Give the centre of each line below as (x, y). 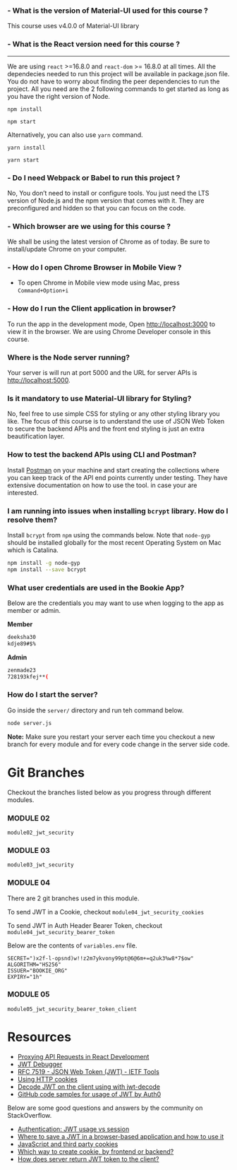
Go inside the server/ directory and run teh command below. (96, 710)
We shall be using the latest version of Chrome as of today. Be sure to (109, 241)
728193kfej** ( (28, 676)
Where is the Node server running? (69, 357)
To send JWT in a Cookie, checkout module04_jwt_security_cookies (106, 912)
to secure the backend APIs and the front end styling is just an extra (106, 429)
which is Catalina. (33, 550)
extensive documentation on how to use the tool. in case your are (102, 485)
